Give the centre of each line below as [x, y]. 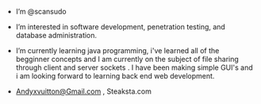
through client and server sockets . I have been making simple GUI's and [134, 67]
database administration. [56, 35]
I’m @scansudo [41, 12]
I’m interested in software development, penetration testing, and [121, 27]
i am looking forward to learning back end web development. [115, 76]
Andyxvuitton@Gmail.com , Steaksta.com [84, 91]
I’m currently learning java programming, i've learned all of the [117, 50]
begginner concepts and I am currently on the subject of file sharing [127, 59]
